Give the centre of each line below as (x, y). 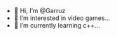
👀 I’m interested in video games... (62, 18)
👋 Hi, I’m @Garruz (40, 11)
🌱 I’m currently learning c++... (57, 25)
